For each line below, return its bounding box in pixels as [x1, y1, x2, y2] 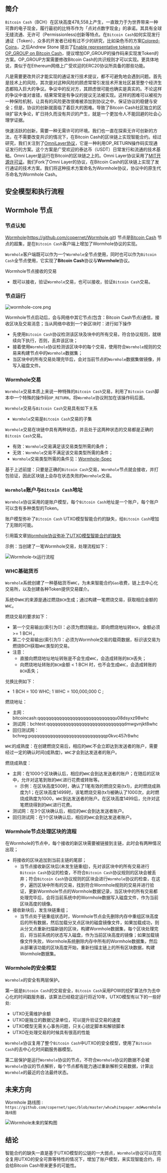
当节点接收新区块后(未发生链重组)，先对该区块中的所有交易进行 [19, 863, 150, 869]
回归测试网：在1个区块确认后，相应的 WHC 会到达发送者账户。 [12, 814, 134, 820]
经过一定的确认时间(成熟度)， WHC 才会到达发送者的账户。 [5, 749, 120, 755]
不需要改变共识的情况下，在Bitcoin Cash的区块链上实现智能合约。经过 [18, 134, 162, 140]
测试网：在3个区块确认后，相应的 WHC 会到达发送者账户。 [12, 808, 127, 814]
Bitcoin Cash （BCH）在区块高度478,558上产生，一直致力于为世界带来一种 [5, 19, 158, 25]
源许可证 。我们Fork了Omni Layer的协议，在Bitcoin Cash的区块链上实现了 [5, 159, 155, 165]
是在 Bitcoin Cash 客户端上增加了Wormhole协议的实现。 [26, 240, 140, 246]
